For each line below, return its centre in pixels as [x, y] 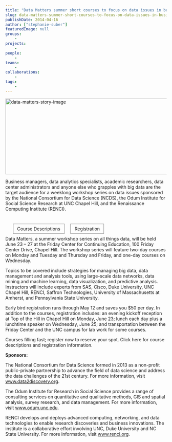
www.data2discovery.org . [33, 381]
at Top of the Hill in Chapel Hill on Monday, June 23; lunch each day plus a [84, 319]
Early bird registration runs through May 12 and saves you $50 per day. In [83, 308]
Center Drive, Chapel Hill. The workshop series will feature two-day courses [85, 249]
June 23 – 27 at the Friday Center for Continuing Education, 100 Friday [80, 244]
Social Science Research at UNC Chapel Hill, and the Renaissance [75, 203]
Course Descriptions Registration [59, 229]
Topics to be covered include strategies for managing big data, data [77, 270]
